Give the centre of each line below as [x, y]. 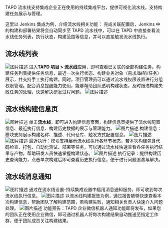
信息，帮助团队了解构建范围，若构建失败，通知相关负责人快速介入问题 [90, 202]
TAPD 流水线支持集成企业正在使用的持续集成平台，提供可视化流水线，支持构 [84, 7]
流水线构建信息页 [31, 109]
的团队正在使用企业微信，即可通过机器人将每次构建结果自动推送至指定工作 [82, 215]
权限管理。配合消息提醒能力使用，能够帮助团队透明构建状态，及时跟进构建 [82, 85]
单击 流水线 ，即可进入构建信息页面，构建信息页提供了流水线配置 [94, 122]
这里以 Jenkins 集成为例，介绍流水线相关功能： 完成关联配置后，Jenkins [80, 24]
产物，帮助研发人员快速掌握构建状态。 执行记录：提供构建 [85, 153]
